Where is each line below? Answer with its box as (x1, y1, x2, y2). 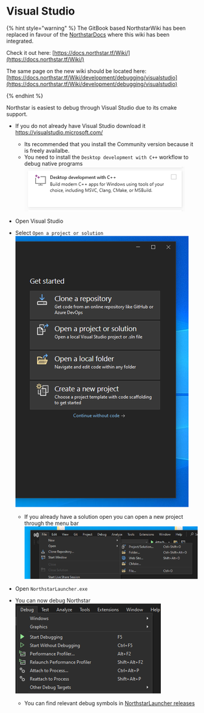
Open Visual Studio (15, 217, 64, 225)
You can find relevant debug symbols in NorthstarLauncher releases (24, 700, 195, 707)
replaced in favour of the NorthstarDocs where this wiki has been (6, 30, 170, 38)
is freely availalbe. (24, 147, 70, 154)
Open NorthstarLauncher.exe (15, 585, 88, 592)
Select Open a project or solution (15, 229, 104, 236)
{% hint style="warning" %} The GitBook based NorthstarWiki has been (6, 24, 186, 32)
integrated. (6, 37, 34, 44)
